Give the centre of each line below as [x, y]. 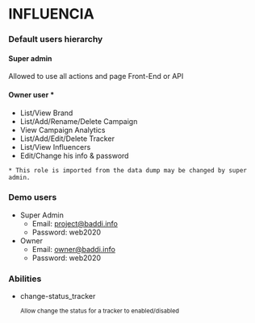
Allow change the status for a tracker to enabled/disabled [100, 311]
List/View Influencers [55, 147]
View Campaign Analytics [63, 130]
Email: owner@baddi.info [73, 249]
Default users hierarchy [56, 39]
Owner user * [31, 94]
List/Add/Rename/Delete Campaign [79, 121]
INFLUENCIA [51, 14]
